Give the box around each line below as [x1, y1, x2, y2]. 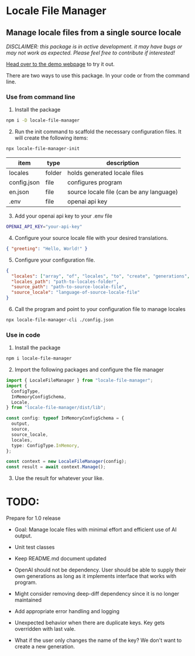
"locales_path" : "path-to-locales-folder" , [11, 279, 119, 285]
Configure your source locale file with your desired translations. [14, 234, 169, 241]
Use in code [6, 330, 40, 339]
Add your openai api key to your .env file [14, 212, 112, 219]
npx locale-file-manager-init [6, 146, 80, 152]
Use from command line [6, 93, 76, 101]
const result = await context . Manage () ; [6, 464, 107, 470]
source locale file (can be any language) [67, 188, 179, 196]
